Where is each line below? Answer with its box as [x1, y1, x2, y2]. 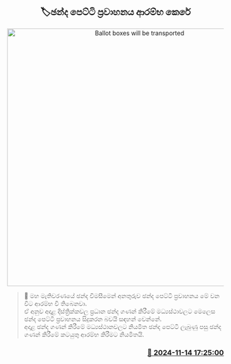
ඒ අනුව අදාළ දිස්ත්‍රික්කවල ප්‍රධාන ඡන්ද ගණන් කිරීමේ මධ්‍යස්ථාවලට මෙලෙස [23, 307, 216, 315]
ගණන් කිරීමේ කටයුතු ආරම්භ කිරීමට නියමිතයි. [23, 330, 144, 339]
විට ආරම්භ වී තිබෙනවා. [23, 299, 87, 308]
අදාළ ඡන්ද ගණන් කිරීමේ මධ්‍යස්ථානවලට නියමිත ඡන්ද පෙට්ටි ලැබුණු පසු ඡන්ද [23, 322, 222, 330]
